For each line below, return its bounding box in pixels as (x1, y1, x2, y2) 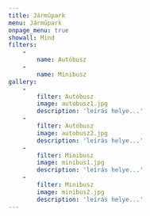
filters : (8, 41, 37, 49)
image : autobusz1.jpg (37, 100, 109, 108)
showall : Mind (8, 33, 56, 42)
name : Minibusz (37, 70, 87, 78)
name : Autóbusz (37, 56, 87, 64)
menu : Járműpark (8, 19, 62, 27)
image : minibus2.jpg (37, 188, 105, 196)
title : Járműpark (8, 11, 66, 20)
